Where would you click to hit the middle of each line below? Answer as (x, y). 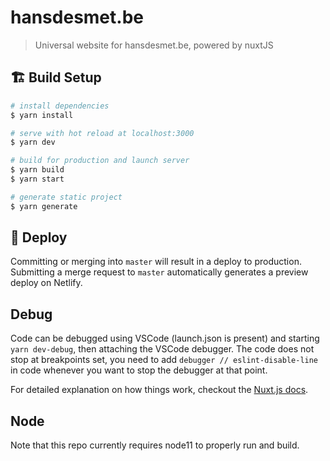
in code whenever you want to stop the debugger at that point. (139, 370)
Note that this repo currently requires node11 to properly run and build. (155, 445)
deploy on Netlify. (46, 283)
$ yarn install (42, 115)
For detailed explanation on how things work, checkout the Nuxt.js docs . (159, 390)
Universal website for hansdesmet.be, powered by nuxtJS (154, 45)
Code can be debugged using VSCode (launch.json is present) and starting (165, 338)
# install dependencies (60, 106)
